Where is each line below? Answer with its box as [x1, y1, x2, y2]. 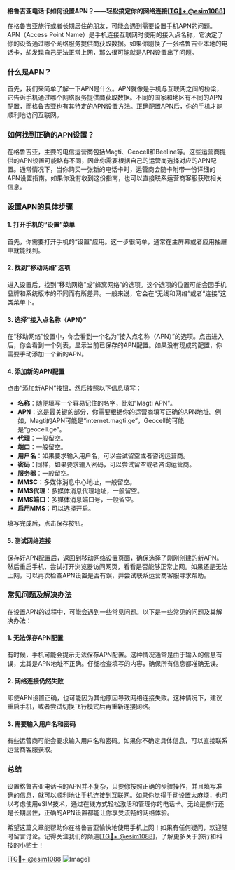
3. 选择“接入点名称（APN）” [7, 315, 87, 323]
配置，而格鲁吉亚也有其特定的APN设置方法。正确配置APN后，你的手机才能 [7, 102, 223, 111]
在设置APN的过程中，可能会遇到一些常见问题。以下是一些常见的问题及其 [7, 607, 217, 616]
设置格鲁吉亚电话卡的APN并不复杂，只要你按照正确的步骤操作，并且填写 [7, 782, 217, 790]
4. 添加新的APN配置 [7, 367, 65, 375]
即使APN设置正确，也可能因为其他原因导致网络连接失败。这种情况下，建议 [7, 694, 222, 702]
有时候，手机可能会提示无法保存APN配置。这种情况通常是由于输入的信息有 [7, 650, 222, 659]
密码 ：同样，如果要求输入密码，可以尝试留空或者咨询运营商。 [17, 460, 196, 469]
